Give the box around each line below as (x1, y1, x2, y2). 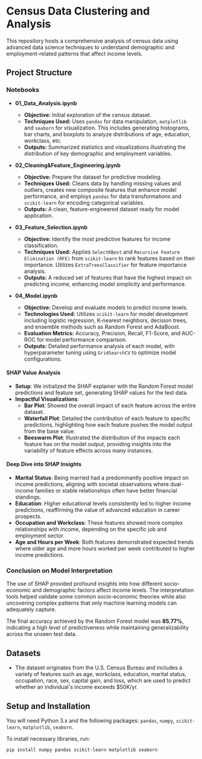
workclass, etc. (24, 137, 62, 144)
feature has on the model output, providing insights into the (24, 440, 172, 447)
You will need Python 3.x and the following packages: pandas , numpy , (6, 717, 175, 724)
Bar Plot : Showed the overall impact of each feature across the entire (24, 401, 196, 409)
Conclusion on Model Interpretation (6, 566, 113, 574)
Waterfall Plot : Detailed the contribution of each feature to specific (24, 415, 191, 422)
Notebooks (6, 86, 40, 94)
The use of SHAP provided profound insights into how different (6, 580, 163, 588)
